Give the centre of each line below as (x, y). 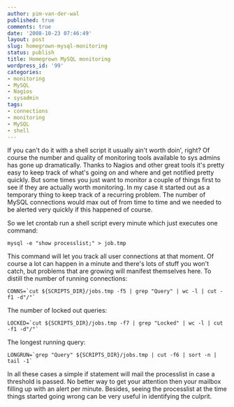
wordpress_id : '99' (36, 66)
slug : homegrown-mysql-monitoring (58, 46)
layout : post (26, 40)
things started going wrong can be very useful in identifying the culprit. (110, 397)
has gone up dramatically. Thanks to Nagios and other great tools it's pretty (116, 165)
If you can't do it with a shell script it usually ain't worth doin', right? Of (109, 150)
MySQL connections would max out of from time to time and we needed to (115, 202)
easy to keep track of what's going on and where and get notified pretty (111, 172)
